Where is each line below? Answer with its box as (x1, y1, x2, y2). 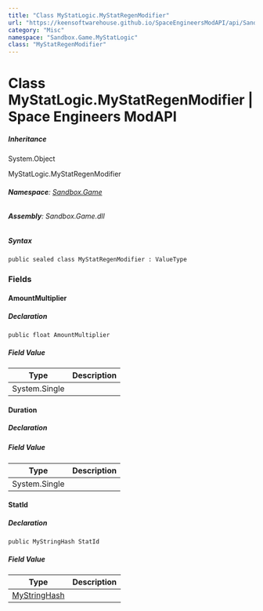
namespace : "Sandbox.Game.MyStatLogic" (8, 33, 139, 42)
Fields (8, 274, 32, 285)
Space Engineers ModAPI (8, 108, 178, 126)
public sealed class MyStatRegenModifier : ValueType (8, 256, 188, 264)
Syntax (8, 236, 33, 246)
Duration (8, 405, 38, 415)
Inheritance (8, 134, 47, 144)
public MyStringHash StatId (8, 538, 100, 546)
